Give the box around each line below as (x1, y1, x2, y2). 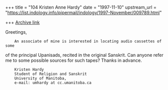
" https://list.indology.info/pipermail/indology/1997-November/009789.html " (5, 10, 162, 16)
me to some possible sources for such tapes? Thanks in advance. (5, 57, 142, 63)
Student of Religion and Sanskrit (14, 71, 87, 76)
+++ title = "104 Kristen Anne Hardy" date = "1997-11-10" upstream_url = (5, 5, 157, 10)
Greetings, (5, 29, 27, 35)
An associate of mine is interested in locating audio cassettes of (14, 39, 162, 44)
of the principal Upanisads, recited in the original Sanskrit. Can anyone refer (5, 52, 163, 58)
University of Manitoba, (14, 76, 67, 81)
